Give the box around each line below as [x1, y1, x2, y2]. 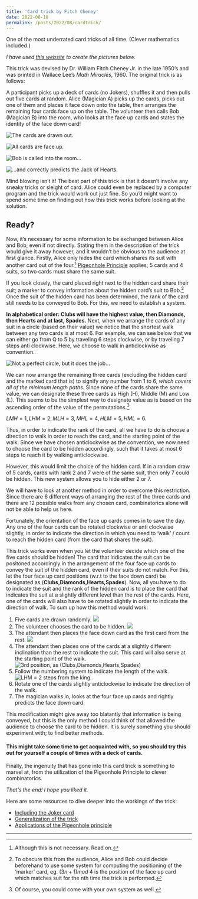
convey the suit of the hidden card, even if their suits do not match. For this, [6, 566, 190, 574]
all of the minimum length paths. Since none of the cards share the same [6, 383, 183, 390]
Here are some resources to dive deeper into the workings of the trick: [6, 798, 177, 805]
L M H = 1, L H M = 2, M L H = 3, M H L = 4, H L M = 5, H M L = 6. [6, 415, 147, 422]
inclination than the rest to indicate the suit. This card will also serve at [14, 649, 186, 656]
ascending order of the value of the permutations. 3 [6, 402, 130, 411]
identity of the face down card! [6, 120, 81, 128]
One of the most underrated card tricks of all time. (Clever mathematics [6, 36, 180, 43]
